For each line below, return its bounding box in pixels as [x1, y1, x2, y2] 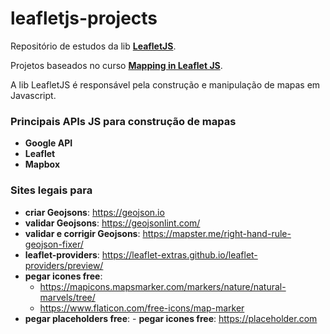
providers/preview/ [24, 259, 104, 271]
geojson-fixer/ [24, 238, 84, 250]
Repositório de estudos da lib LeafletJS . [10, 40, 177, 52]
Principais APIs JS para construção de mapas [10, 114, 237, 128]
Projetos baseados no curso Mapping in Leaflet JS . [10, 59, 223, 71]
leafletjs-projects [10, 7, 158, 30]
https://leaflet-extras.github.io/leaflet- [101, 248, 258, 261]
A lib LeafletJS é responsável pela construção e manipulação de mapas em [10, 78, 321, 91]
